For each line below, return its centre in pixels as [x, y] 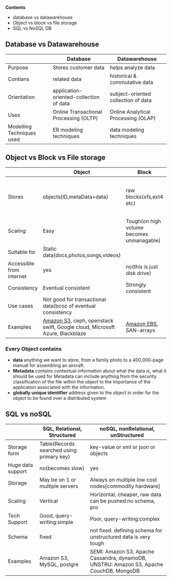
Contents [15, 7]
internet [17, 276]
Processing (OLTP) [76, 118]
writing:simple [56, 522]
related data [67, 79]
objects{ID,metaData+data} [76, 197]
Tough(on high [143, 221]
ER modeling [68, 129]
